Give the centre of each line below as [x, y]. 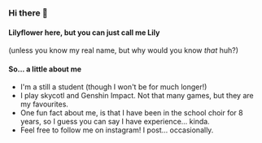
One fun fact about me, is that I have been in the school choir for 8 [131, 113]
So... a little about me [45, 69]
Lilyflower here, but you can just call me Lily [84, 32]
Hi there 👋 [28, 13]
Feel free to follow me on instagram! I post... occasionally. [117, 130]
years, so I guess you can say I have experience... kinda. [115, 122]
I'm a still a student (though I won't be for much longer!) [114, 87]
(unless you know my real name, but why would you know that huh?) [123, 50]
